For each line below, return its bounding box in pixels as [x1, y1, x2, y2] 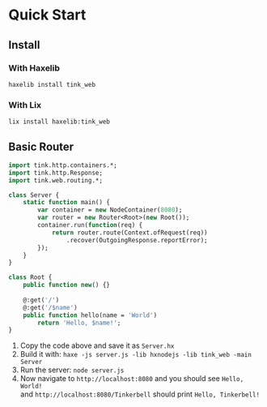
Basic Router [8, 139, 74, 153]
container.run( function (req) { [37, 221, 143, 229]
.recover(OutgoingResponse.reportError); [66, 236, 208, 244]
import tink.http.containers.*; [8, 161, 117, 169]
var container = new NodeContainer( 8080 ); [37, 206, 183, 214]
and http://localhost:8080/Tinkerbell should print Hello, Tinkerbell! [19, 389, 261, 399]
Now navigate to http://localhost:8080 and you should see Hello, [19, 374, 244, 383]
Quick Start [8, 6, 87, 24]
